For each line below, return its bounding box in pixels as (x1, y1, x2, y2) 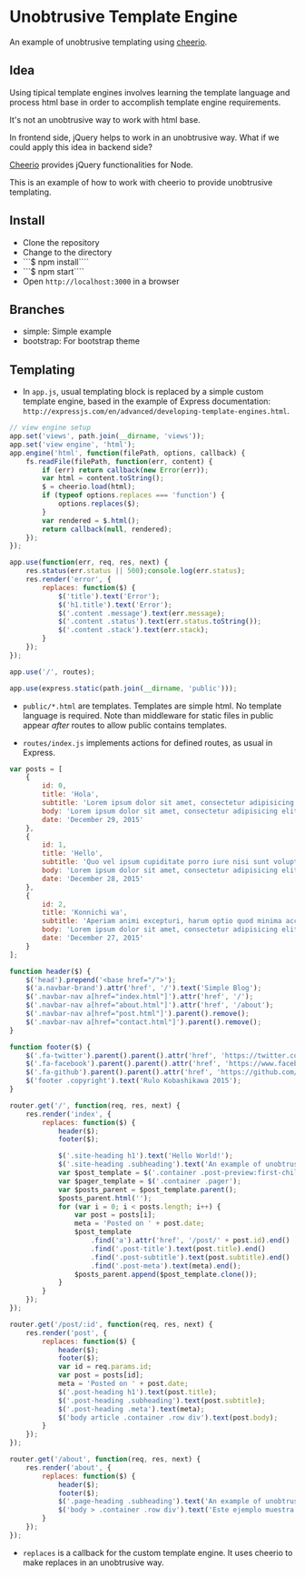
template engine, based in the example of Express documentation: (22, 396, 271, 407)
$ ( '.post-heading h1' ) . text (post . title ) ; (57, 1387, 218, 1397)
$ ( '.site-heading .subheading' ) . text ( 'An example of (57, 1160, 261, 1170)
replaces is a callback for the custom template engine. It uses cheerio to (22, 1547, 293, 1558)
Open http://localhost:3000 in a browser (22, 276, 180, 286)
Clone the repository (22, 236, 100, 247)
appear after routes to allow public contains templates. (22, 719, 227, 730)
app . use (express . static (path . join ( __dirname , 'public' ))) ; (9, 684, 238, 693)
